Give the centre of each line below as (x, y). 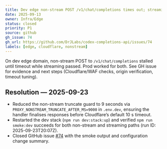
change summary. (31, 141)
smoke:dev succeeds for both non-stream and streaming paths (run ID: (84, 125)
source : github (21, 33)
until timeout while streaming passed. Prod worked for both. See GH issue (81, 66)
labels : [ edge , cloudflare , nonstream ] (46, 47)
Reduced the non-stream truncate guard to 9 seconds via (71, 104)
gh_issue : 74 (19, 38)
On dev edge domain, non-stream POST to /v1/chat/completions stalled (79, 61)
